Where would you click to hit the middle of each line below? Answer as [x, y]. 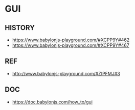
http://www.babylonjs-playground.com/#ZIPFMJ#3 [66, 73]
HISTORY [20, 28]
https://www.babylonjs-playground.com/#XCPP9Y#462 [71, 40]
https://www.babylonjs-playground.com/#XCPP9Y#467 [71, 45]
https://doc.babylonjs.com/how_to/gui [52, 102]
